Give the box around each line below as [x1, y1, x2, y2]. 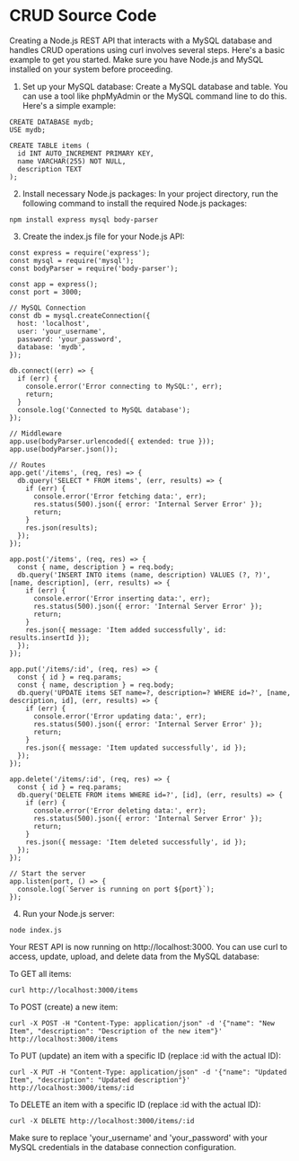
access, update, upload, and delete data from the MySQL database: [9, 951, 260, 962]
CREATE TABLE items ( [9, 141, 91, 150]
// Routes [9, 460, 47, 470]
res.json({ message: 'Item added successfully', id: [25, 625, 227, 634]
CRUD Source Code [9, 5, 157, 26]
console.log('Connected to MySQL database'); [17, 405, 191, 414]
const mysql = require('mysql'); [9, 256, 135, 265]
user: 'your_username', [17, 327, 106, 336]
